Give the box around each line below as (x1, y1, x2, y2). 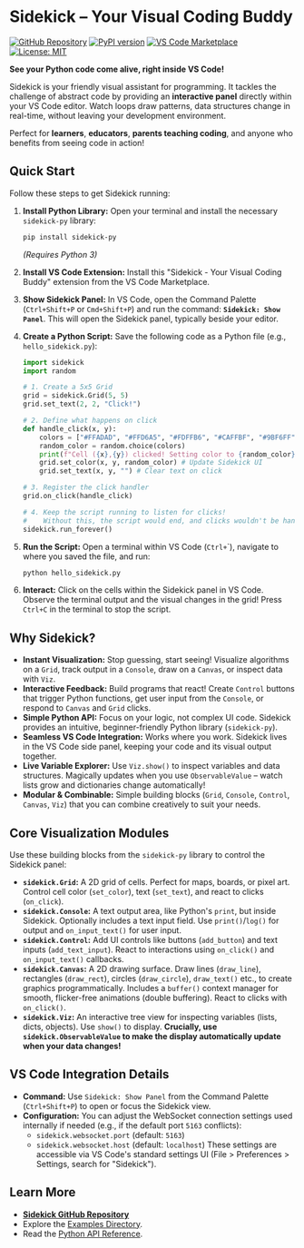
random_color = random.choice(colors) (39, 441, 186, 450)
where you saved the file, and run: (22, 551, 151, 562)
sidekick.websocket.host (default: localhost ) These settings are (35, 1139, 277, 1150)
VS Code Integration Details (9, 1066, 170, 1082)
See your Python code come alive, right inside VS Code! (9, 64, 225, 74)
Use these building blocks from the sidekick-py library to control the (9, 850, 266, 860)
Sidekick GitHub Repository (22, 1209, 130, 1220)
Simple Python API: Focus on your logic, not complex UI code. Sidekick (22, 712, 291, 723)
